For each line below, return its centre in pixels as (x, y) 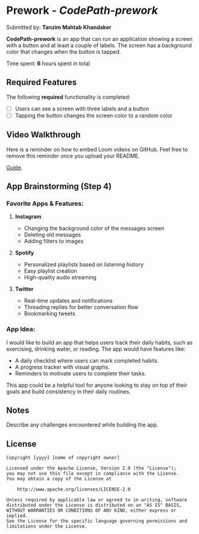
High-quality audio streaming (60, 278)
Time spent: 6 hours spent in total (48, 63)
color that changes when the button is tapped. (64, 51)
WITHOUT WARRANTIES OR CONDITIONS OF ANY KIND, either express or (91, 510)
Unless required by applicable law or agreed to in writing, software (97, 500)
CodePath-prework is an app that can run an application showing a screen (99, 39)
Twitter (24, 289)
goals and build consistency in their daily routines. (68, 391)
